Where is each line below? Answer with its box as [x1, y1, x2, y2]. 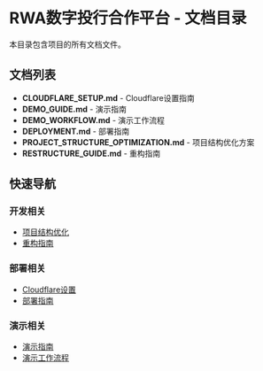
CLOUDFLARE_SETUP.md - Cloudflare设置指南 [21, 92, 195, 103]
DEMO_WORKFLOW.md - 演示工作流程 [21, 114, 166, 125]
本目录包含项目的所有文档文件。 [9, 39, 126, 50]
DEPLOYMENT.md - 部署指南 [21, 126, 130, 136]
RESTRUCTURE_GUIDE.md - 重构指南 [21, 148, 161, 158]
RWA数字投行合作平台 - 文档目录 [9, 8, 247, 28]
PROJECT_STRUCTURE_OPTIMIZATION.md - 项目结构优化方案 [21, 136, 255, 147]
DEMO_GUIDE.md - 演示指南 [21, 104, 127, 114]
